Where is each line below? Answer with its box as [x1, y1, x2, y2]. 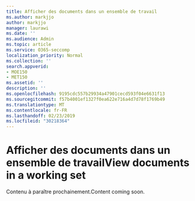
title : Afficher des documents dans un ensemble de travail [6, 8, 158, 15]
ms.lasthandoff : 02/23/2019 [6, 113, 76, 118]
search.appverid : [6, 63, 49, 70]
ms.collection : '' [6, 58, 51, 64]
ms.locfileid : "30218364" [6, 118, 70, 124]
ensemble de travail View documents [6, 156, 190, 170]
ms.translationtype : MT [6, 101, 65, 108]
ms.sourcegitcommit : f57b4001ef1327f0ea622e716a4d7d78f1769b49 [6, 96, 165, 102]
